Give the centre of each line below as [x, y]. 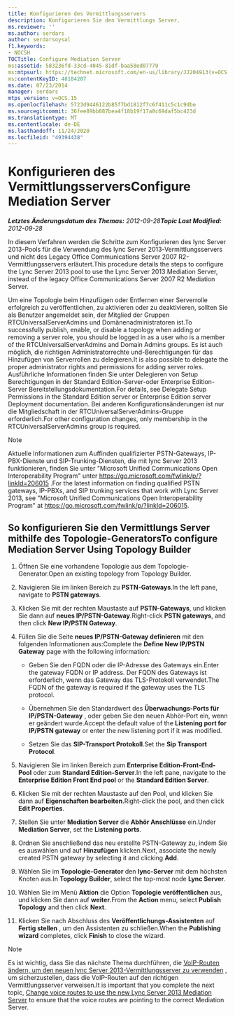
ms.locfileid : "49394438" [45, 137]
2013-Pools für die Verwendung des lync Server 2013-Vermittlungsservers [115, 250]
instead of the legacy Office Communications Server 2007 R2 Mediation [112, 279]
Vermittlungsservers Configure [99, 187]
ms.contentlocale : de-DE [44, 124]
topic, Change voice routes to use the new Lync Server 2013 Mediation [110, 993]
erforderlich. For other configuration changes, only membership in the [108, 419]
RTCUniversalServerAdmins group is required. [74, 427]
